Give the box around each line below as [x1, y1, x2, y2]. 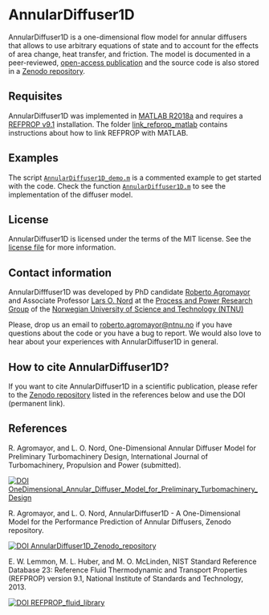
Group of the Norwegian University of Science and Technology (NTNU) [8, 304, 244, 314]
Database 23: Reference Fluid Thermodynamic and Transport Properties [8, 564, 247, 575]
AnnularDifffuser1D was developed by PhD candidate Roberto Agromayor [8, 287, 251, 297]
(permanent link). [8, 399, 66, 408]
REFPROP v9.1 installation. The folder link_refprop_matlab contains [8, 119, 228, 129]
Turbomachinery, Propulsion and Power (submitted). [8, 460, 181, 470]
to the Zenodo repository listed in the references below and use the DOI [8, 390, 246, 399]
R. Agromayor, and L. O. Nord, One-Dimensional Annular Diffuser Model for [8, 443, 257, 453]
